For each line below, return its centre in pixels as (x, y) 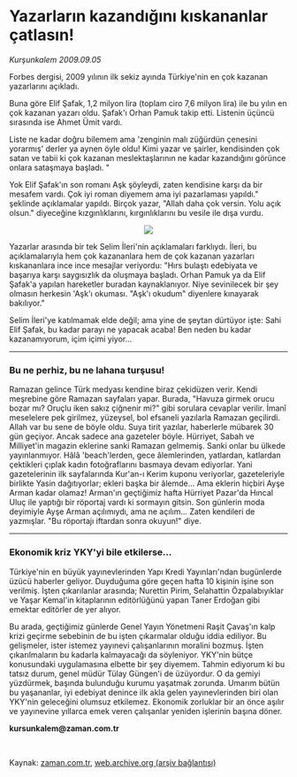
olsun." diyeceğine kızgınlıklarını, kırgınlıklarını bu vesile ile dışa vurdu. (136, 212)
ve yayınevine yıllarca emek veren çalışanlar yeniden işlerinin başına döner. (146, 711)
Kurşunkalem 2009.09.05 (55, 59)
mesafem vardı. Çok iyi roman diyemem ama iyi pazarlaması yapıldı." (134, 194)
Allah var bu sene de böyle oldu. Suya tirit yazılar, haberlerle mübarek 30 (141, 427)
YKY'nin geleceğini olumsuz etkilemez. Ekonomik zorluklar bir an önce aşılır (147, 702)
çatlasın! (42, 35)
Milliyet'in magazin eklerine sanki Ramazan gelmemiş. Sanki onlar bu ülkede (147, 446)
